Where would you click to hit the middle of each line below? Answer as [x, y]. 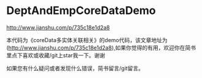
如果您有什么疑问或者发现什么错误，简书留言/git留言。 [75, 68]
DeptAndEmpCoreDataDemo [81, 11]
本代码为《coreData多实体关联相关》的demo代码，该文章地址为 [87, 40]
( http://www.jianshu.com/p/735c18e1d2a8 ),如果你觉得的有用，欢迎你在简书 [101, 48]
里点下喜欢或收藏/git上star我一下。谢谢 [56, 55]
